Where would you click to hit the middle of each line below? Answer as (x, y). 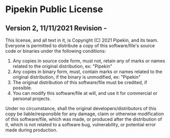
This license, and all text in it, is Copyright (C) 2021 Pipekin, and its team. (82, 40)
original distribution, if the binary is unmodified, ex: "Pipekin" (77, 77)
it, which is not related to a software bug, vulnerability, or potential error (81, 125)
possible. (22, 88)
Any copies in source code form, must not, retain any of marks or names (89, 61)
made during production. (31, 130)
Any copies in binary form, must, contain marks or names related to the (87, 72)
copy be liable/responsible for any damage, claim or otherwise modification (85, 114)
